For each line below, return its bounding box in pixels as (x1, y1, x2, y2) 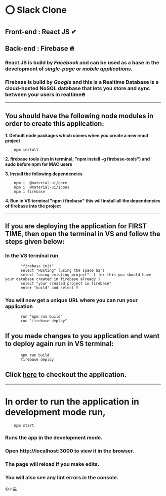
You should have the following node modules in (5, 111, 154, 120)
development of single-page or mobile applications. (5, 65, 133, 72)
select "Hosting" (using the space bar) (20, 268, 105, 273)
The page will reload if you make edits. (5, 461, 100, 468)
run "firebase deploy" (20, 318, 68, 323)
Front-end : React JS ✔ (5, 27, 77, 36)
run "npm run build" (20, 314, 63, 319)
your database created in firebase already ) (5, 276, 100, 282)
